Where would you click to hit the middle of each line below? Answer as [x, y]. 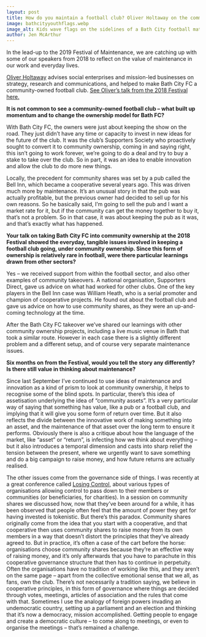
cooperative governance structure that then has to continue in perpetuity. [99, 563]
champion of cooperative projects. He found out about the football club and [102, 300]
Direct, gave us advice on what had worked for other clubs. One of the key [101, 287]
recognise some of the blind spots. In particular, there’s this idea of [91, 394]
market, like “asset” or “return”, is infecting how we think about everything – [102, 440]
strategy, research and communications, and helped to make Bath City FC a [102, 84]
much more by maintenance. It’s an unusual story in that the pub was [93, 191]
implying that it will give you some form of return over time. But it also [94, 414]
